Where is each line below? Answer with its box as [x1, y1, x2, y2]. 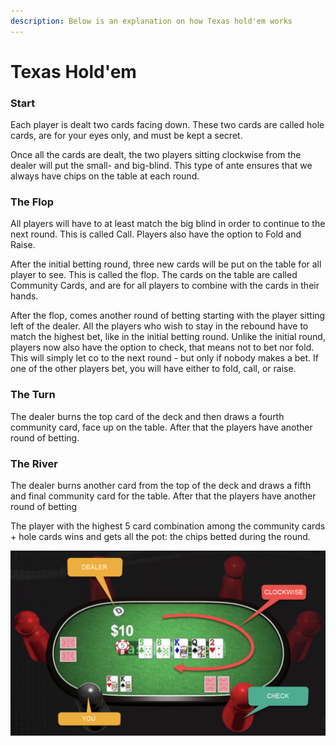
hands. [10, 290, 39, 302]
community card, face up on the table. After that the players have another [10, 421, 313, 433]
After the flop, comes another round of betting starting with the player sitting [10, 310, 326, 322]
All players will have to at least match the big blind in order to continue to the [10, 218, 326, 230]
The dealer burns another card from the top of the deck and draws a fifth [10, 480, 312, 491]
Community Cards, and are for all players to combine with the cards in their [10, 280, 320, 292]
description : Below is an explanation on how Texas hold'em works [10, 16, 293, 26]
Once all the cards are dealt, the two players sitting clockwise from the [10, 149, 302, 161]
